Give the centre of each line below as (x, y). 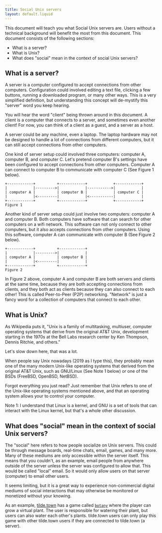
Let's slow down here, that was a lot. (42, 351)
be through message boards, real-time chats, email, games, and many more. (81, 450)
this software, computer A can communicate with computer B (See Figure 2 (80, 235)
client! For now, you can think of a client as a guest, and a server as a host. (79, 125)
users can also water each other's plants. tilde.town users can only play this (81, 516)
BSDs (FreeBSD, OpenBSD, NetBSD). (42, 376)
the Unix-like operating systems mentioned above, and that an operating (77, 391)
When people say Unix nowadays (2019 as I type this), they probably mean (80, 361)
